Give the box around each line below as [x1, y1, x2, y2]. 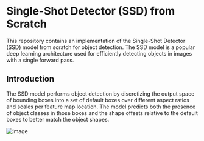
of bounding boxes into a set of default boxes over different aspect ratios [6, 96, 190, 103]
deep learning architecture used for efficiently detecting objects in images [6, 50, 192, 57]
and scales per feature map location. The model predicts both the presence [6, 103, 196, 110]
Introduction [6, 74, 55, 84]
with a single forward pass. [6, 56, 74, 64]
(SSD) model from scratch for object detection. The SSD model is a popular [6, 44, 195, 51]
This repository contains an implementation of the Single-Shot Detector [6, 37, 186, 44]
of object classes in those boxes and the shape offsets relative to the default [6, 109, 198, 116]
